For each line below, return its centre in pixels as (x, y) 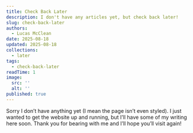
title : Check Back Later (37, 12)
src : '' (21, 83)
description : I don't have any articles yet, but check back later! (92, 17)
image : (14, 77)
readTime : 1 (21, 72)
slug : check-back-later (36, 22)
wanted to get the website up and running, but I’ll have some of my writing (97, 117)
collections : (22, 50)
